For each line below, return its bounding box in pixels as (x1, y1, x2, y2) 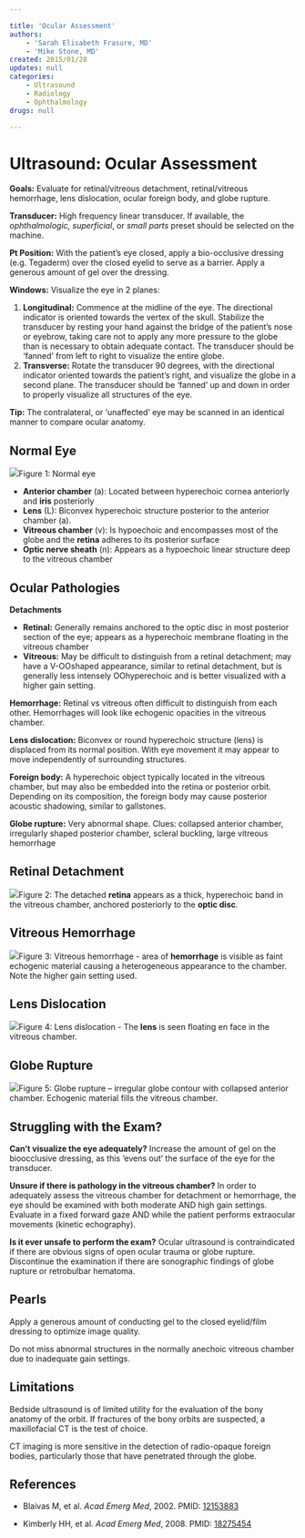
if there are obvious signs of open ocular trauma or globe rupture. (9, 1247, 256, 1257)
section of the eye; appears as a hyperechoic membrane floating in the (22, 631, 289, 642)
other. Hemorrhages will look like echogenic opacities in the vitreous (9, 707, 267, 718)
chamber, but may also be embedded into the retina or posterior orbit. (9, 780, 271, 792)
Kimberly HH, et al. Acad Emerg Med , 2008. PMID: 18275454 (22, 1518, 252, 1530)
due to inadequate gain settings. (9, 1353, 130, 1364)
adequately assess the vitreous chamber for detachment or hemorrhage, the (9, 1190, 297, 1200)
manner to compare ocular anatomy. (9, 416, 146, 428)
